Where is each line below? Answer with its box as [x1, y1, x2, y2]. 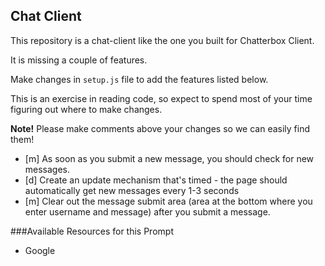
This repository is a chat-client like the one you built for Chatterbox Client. [10, 34, 315, 46]
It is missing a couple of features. [10, 54, 148, 66]
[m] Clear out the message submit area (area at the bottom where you [24, 195, 313, 207]
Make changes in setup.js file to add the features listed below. [10, 73, 269, 85]
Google [24, 244, 56, 256]
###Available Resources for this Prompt [10, 225, 174, 237]
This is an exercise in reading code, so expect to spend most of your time [10, 92, 313, 104]
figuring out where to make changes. [10, 103, 163, 115]
